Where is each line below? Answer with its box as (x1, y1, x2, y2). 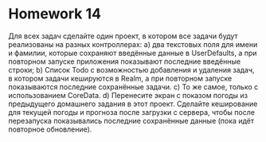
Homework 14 (8, 5, 102, 23)
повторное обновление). (8, 124, 92, 134)
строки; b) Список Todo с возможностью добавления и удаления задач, (8, 65, 255, 74)
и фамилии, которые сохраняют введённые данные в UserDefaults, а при (8, 48, 257, 57)
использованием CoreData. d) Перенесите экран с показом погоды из (8, 90, 248, 100)
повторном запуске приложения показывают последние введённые (8, 57, 241, 66)
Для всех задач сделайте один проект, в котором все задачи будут (8, 31, 238, 41)
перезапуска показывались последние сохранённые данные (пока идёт (8, 116, 255, 125)
